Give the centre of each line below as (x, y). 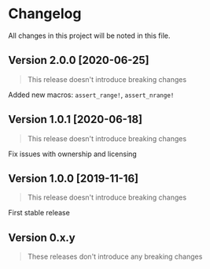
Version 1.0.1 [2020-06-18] (76, 120)
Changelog (45, 14)
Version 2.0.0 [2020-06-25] (79, 60)
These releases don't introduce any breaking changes (115, 256)
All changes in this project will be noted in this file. (89, 35)
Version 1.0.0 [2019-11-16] (74, 178)
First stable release (39, 213)
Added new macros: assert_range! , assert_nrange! (91, 95)
